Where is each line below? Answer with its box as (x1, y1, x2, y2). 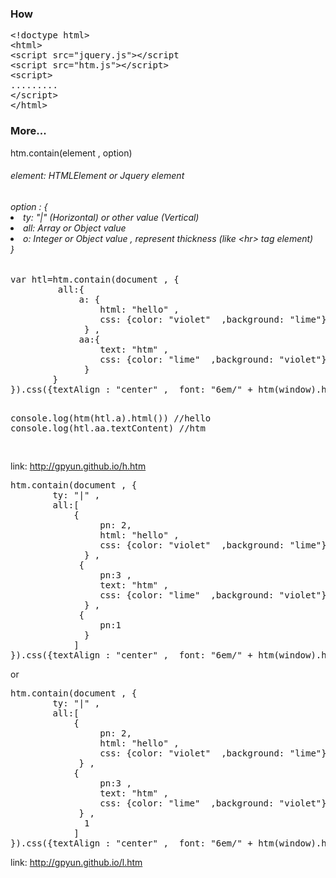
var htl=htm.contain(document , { (10, 274, 180, 286)
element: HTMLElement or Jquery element (10, 170, 185, 182)
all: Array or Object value (23, 222, 127, 234)
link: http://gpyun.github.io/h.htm (10, 460, 147, 472)
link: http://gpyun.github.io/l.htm (10, 857, 143, 869)
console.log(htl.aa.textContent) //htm (10, 423, 206, 434)
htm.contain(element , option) (10, 147, 133, 159)
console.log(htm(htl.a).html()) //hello (10, 413, 212, 424)
